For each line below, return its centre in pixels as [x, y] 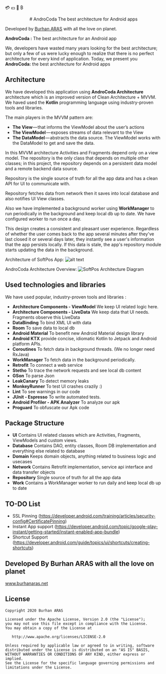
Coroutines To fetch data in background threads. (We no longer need [83, 349]
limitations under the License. [39, 667]
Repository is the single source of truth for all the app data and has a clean [82, 178]
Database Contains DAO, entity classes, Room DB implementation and [84, 446]
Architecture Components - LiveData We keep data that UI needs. [81, 312]
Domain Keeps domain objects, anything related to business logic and [84, 456]
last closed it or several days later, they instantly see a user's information [80, 239]
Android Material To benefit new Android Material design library [78, 333]
